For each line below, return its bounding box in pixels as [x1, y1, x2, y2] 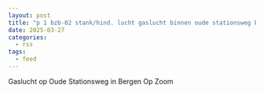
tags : [8, 48, 26, 56]
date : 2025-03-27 [8, 26, 65, 34]
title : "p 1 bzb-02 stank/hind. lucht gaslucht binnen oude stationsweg [8, 19, 251, 27]
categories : [8, 33, 47, 42]
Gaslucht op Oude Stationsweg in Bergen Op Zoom [8, 76, 174, 86]
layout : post [8, 11, 51, 20]
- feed [15, 56, 37, 63]
